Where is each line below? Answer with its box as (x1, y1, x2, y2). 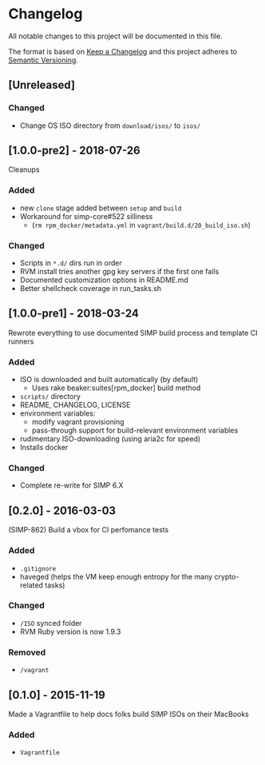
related (19, 580, 44, 590)
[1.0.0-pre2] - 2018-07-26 (8, 144, 141, 157)
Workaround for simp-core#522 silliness (19, 211, 153, 221)
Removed (8, 647, 46, 658)
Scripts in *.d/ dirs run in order (19, 258, 122, 268)
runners (8, 337, 34, 346)
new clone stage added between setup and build (19, 203, 182, 213)
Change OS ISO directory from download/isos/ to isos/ (19, 121, 201, 130)
